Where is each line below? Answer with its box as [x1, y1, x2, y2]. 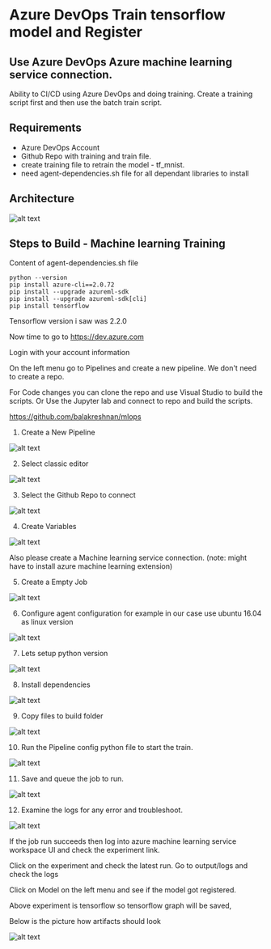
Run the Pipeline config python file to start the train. [20, 743, 193, 752]
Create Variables [20, 522, 77, 532]
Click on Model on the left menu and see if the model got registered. [9, 885, 237, 895]
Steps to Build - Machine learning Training [9, 237, 226, 251]
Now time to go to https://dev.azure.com [9, 332, 144, 341]
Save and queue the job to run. [20, 774, 125, 784]
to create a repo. [9, 372, 65, 382]
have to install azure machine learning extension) [9, 561, 173, 571]
